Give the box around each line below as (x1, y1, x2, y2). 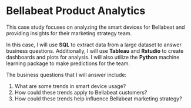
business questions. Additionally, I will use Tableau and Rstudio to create (6, 47, 184, 54)
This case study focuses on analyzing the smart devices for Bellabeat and (6, 23, 185, 31)
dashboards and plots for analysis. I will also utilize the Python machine (6, 53, 180, 60)
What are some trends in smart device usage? (14, 82, 126, 89)
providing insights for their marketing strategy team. (6, 29, 132, 36)
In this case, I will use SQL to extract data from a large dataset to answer (6, 41, 182, 48)
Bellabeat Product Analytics (6, 4, 146, 18)
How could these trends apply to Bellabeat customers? (14, 89, 148, 96)
